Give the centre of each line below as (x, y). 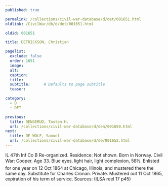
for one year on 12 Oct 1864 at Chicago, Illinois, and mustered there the (79, 168)
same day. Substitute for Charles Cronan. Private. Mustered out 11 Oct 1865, (84, 173)
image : (17, 66)
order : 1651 (23, 61)
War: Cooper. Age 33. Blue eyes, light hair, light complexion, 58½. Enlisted (82, 161)
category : (16, 99)
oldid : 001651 (20, 33)
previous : (16, 117)
